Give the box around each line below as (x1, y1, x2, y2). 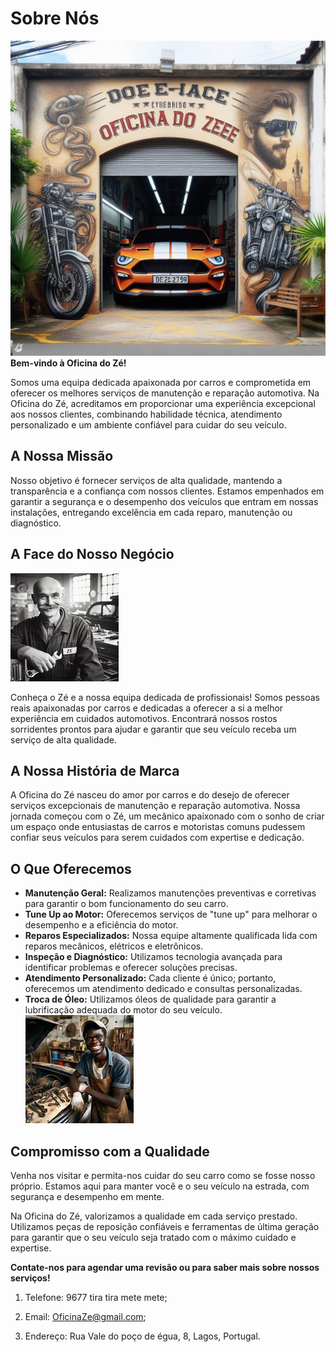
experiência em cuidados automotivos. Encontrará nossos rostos (10, 712, 278, 724)
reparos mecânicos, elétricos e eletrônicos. (24, 940, 204, 952)
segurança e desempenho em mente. (10, 1191, 165, 1202)
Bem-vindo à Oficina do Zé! (10, 357, 127, 369)
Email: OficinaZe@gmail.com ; (24, 1311, 147, 1322)
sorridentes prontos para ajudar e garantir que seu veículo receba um (10, 723, 297, 735)
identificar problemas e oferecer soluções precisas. (24, 962, 238, 974)
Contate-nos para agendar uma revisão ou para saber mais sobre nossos (10, 1262, 320, 1273)
